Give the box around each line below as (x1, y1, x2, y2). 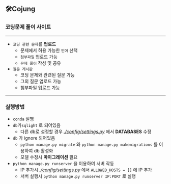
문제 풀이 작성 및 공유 (20, 60, 61, 66)
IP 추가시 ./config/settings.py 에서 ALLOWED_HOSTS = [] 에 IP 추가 (20, 167, 152, 173)
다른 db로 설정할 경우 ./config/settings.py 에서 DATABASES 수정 (20, 128, 152, 135)
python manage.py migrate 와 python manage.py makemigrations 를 (20, 141, 158, 147)
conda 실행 (12, 116, 34, 122)
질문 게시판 (12, 66, 33, 72)
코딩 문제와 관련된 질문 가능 (20, 71, 75, 78)
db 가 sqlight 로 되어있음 (12, 122, 61, 128)
